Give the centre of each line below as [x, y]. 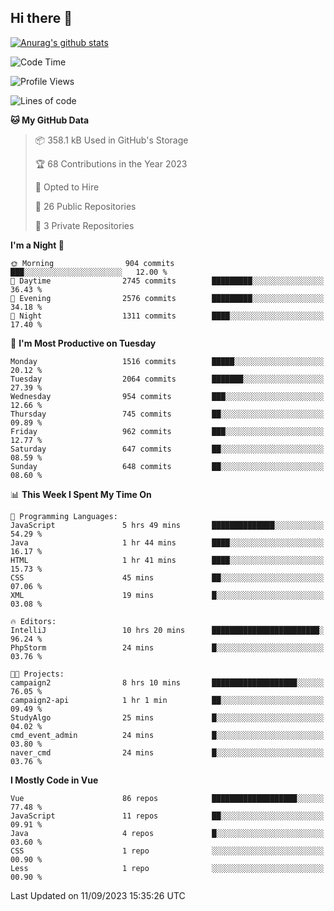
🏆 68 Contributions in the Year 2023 [111, 163]
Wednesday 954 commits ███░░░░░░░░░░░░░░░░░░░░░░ [167, 396]
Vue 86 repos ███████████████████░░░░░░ [167, 798]
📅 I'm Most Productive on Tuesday [83, 343]
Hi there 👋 [41, 18]
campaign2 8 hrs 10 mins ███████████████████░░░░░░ [167, 682]
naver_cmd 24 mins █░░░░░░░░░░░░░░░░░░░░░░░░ [167, 752]
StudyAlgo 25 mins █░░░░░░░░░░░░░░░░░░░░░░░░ [167, 717]
